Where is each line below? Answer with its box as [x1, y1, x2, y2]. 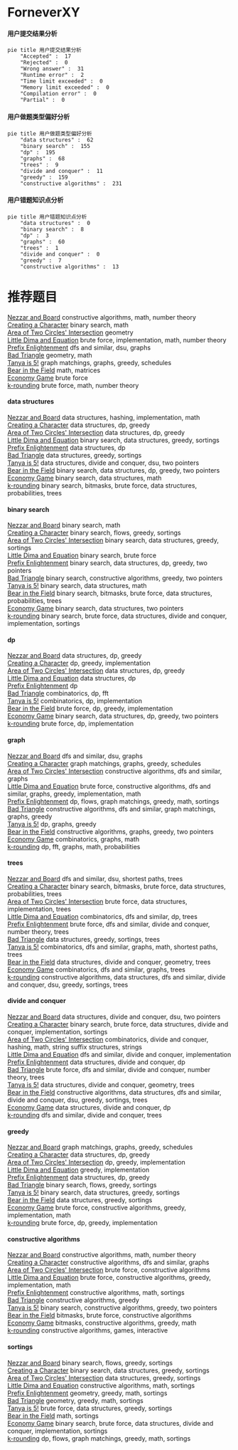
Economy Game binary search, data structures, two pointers [7, 604, 184, 613]
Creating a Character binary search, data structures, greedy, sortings [7, 1366, 210, 1375]
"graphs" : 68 [20, 154, 65, 162]
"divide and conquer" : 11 [20, 167, 103, 174]
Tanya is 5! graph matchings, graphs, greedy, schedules [7, 358, 172, 367]
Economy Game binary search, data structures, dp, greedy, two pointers [7, 712, 219, 720]
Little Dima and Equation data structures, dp [7, 674, 136, 683]
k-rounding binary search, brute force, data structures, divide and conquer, [7, 611, 227, 620]
